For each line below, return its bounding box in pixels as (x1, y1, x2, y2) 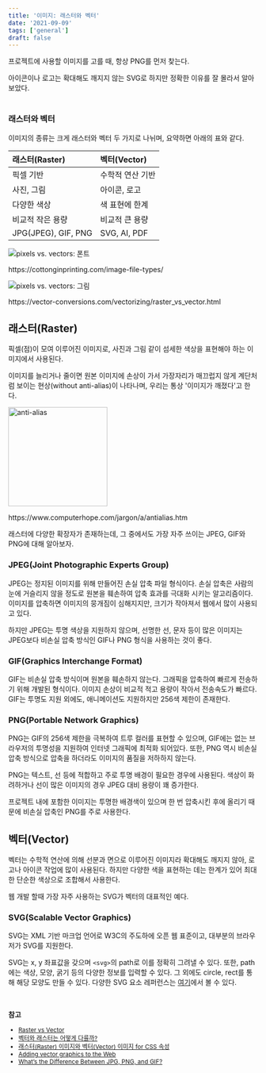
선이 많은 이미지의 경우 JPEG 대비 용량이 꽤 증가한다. (35, 780, 199, 790)
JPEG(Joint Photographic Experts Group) (8, 560, 169, 571)
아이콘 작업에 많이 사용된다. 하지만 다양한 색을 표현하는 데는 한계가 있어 (22, 865, 243, 875)
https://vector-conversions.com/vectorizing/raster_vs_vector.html (8, 297, 222, 306)
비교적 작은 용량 (12, 213, 68, 225)
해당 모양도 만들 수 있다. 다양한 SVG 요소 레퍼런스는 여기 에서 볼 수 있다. (16, 978, 237, 987)
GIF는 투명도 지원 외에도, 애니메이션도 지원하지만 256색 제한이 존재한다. (8, 694, 231, 704)
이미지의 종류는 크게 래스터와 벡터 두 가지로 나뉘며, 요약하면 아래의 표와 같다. (8, 133, 245, 143)
